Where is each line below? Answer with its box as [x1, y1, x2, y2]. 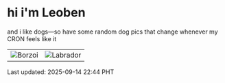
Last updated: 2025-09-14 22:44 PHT [7, 67, 115, 76]
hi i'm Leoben [7, 5, 86, 21]
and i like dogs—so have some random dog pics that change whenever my [7, 27, 218, 36]
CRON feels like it [7, 34, 57, 43]
